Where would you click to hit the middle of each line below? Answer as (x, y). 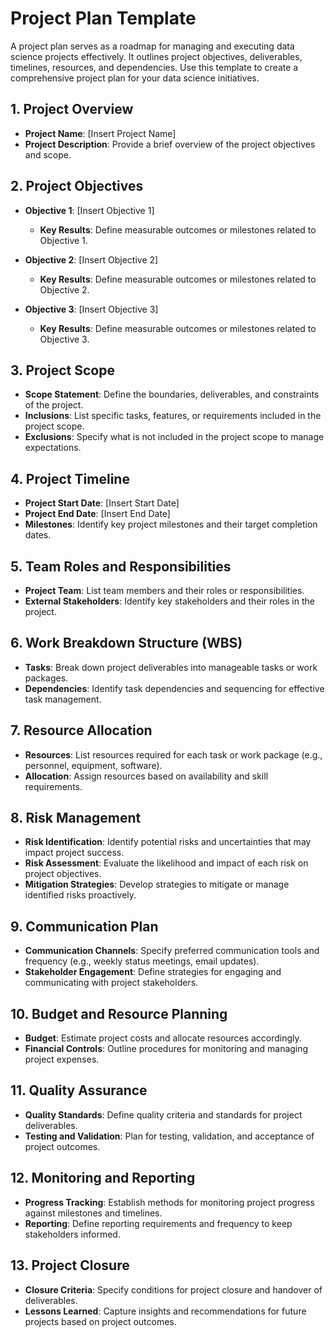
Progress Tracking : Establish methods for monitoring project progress (169, 1202)
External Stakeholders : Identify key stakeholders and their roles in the (169, 601)
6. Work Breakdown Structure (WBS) (126, 643)
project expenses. (62, 1059)
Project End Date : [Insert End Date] (97, 514)
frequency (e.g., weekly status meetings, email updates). (142, 961)
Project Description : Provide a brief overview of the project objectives (170, 144)
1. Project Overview (72, 109)
